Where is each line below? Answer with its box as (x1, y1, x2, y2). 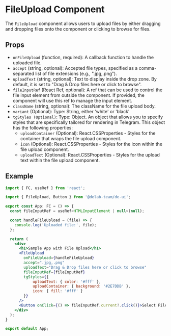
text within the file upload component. (20, 157, 100, 163)
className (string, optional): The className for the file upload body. (12, 103, 156, 109)
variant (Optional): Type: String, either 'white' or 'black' (12, 108, 130, 114)
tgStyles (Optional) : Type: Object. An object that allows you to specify (12, 114, 163, 120)
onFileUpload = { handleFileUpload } (23, 255, 95, 261)
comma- (138, 65, 157, 71)
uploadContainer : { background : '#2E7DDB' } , (32, 284, 131, 289)
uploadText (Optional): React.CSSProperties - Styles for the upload (20, 151, 160, 158)
